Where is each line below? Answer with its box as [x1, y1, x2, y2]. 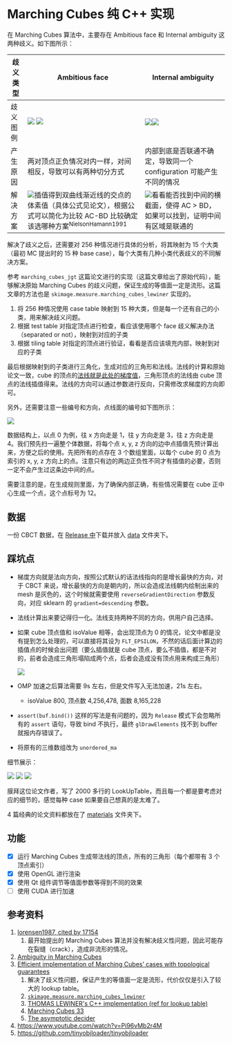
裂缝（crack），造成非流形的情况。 [33, 944, 132, 953]
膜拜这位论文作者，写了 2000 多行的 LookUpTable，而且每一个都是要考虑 [7, 786, 216, 795]
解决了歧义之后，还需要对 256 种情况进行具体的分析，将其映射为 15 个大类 [7, 240, 219, 249]
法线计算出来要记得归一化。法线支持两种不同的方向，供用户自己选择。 [17, 613, 217, 622]
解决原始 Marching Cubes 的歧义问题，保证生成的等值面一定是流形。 [12, 281, 209, 289]
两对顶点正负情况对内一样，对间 [27, 156, 131, 166]
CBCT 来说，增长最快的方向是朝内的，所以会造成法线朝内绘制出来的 [25, 581, 220, 589]
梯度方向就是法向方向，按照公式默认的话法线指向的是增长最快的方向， [17, 573, 217, 581]
